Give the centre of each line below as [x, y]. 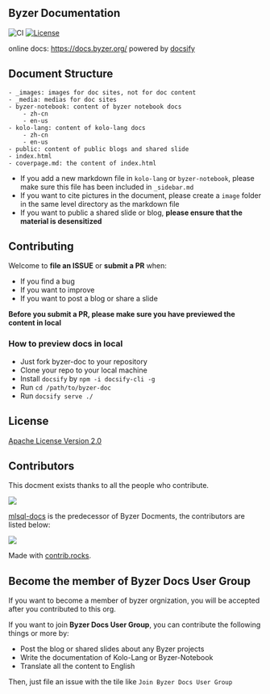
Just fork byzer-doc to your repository [83, 361]
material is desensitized [61, 221]
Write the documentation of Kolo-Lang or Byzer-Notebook [116, 658]
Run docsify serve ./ [56, 396]
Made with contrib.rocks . [50, 556]
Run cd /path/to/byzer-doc [65, 387]
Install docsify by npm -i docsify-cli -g [87, 378]
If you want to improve [57, 290]
